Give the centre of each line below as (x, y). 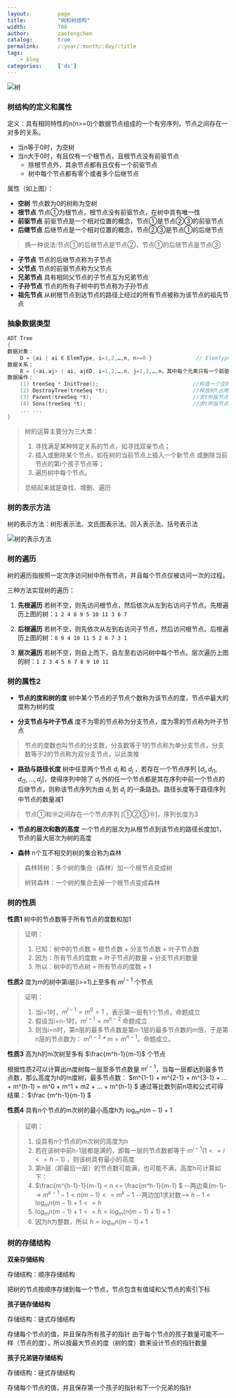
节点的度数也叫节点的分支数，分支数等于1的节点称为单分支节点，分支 (124, 745)
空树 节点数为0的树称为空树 (57, 203)
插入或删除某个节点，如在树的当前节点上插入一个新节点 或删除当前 (131, 455)
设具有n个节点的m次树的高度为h (81, 1142)
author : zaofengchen (50, 33)
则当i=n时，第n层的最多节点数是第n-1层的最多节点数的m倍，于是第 (132, 1030)
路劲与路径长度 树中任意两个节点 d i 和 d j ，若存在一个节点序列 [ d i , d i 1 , (117, 770)
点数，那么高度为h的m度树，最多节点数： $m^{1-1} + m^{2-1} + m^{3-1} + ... (117, 1078)
